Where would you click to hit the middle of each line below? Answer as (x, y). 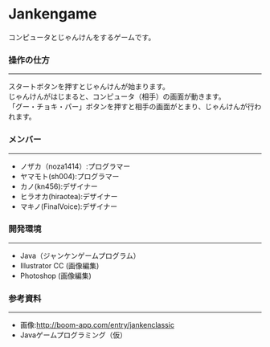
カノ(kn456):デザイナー (59, 186)
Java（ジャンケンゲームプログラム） (80, 255)
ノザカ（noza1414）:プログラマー (75, 166)
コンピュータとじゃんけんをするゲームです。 (82, 37)
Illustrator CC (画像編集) (59, 265)
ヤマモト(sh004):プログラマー (70, 176)
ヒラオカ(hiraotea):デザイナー (69, 196)
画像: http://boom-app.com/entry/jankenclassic (97, 325)
